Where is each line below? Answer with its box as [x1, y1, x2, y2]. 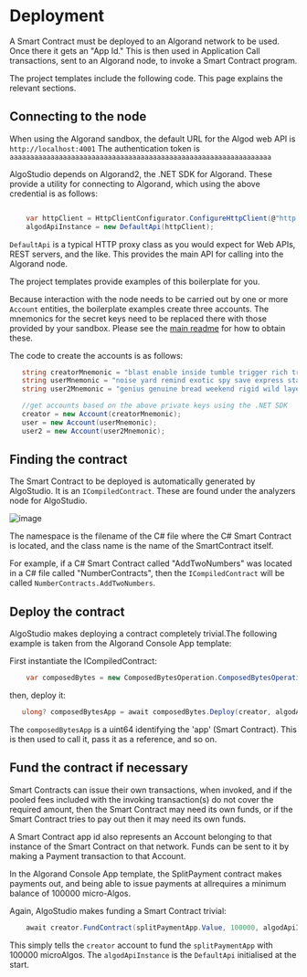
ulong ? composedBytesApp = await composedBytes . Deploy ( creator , [21, 708, 272, 717]
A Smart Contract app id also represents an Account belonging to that [9, 831, 272, 842]
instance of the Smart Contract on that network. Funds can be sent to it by [9, 841, 290, 852]
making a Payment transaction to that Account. [9, 850, 186, 861]
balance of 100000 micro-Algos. [9, 888, 132, 898]
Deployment [9, 5, 105, 26]
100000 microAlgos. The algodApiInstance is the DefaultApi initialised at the [9, 949, 297, 960]
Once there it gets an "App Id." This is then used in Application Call [9, 45, 260, 56]
